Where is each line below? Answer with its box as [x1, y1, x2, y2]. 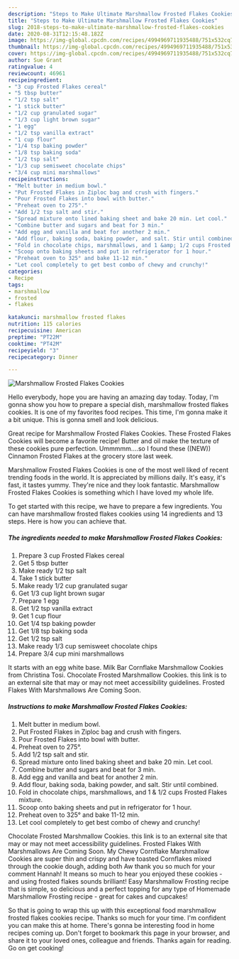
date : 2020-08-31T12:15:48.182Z [8, 30, 104, 38]
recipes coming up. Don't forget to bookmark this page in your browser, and [8, 928, 230, 938]
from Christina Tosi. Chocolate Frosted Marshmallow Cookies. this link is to [8, 671, 227, 679]
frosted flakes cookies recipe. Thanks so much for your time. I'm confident [8, 914, 226, 922]
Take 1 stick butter [18, 574, 72, 583]
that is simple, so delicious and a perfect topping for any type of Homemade [8, 885, 231, 894]
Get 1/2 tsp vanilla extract [18, 605, 93, 613]
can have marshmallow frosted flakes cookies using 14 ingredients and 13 [8, 509, 223, 519]
